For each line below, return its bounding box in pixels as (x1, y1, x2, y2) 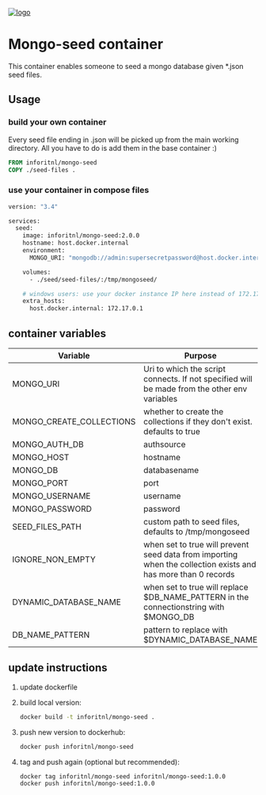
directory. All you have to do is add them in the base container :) (8, 143, 218, 152)
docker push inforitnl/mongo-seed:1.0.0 (19, 780, 155, 788)
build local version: (19, 697, 82, 707)
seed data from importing (143, 548, 238, 559)
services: (8, 217, 41, 225)
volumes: (22, 268, 51, 276)
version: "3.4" (8, 202, 59, 210)
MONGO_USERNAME (12, 490, 91, 501)
